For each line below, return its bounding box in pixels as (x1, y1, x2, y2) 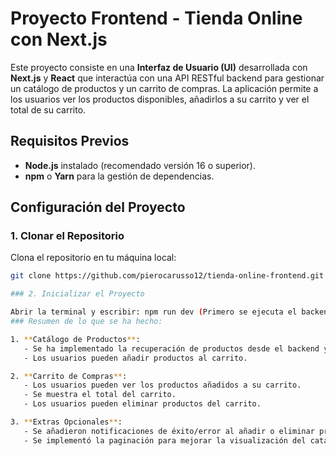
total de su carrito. (10, 103, 87, 116)
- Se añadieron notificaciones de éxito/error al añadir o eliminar (23, 426, 315, 436)
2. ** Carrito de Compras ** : (10, 371, 128, 381)
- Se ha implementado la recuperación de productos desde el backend (23, 343, 320, 354)
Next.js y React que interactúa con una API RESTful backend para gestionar (10, 72, 325, 84)
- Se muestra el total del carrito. (23, 390, 177, 400)
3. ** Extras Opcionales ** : (10, 417, 123, 427)
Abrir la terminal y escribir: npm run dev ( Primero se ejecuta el (10, 307, 298, 317)
